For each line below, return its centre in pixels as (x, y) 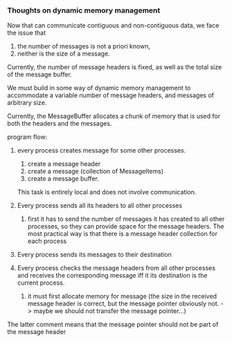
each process (47, 241)
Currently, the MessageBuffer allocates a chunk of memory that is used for (114, 116)
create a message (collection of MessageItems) (96, 171)
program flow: (27, 137)
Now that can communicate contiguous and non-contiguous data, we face (113, 26)
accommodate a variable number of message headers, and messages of (111, 95)
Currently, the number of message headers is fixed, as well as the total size (115, 67)
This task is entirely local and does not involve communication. (107, 192)
